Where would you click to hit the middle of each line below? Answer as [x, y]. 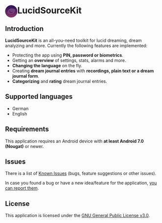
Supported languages [39, 97]
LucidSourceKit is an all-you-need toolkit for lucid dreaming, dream [73, 40]
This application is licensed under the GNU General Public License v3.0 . [78, 216]
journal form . [26, 76]
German [20, 109]
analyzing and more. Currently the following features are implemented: [76, 46]
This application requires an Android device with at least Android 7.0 [74, 141]
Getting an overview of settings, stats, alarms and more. [69, 60]
